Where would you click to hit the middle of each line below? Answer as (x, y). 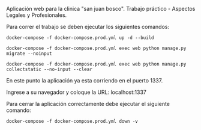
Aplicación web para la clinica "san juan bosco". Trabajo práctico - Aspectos (101, 9)
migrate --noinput (29, 54)
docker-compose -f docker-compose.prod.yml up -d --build (80, 38)
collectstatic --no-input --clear (49, 69)
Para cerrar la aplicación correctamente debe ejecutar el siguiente (88, 104)
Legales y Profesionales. (37, 15)
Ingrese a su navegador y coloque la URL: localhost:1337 (76, 92)
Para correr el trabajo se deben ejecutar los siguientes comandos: (88, 27)
